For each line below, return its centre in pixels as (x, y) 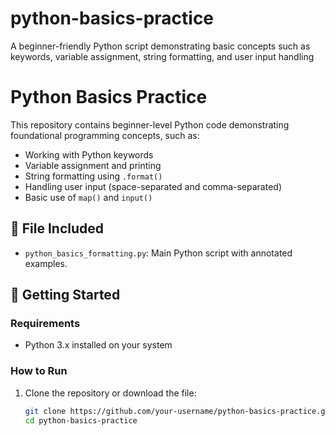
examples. (46, 263)
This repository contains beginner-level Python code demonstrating (150, 124)
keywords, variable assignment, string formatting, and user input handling (162, 56)
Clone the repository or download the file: (110, 393)
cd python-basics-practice (81, 420)
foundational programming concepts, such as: (105, 135)
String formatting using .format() (93, 176)
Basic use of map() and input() (88, 197)
